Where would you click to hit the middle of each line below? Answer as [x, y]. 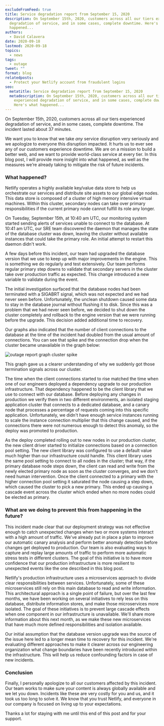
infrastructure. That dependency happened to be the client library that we [79, 389]
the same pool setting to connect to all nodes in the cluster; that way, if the [80, 461]
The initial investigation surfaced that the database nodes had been [73, 289]
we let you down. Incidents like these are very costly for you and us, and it [80, 693]
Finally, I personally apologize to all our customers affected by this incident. [81, 683]
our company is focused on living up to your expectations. [63, 704]
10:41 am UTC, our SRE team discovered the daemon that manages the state [82, 229]
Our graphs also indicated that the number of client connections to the [76, 330]
